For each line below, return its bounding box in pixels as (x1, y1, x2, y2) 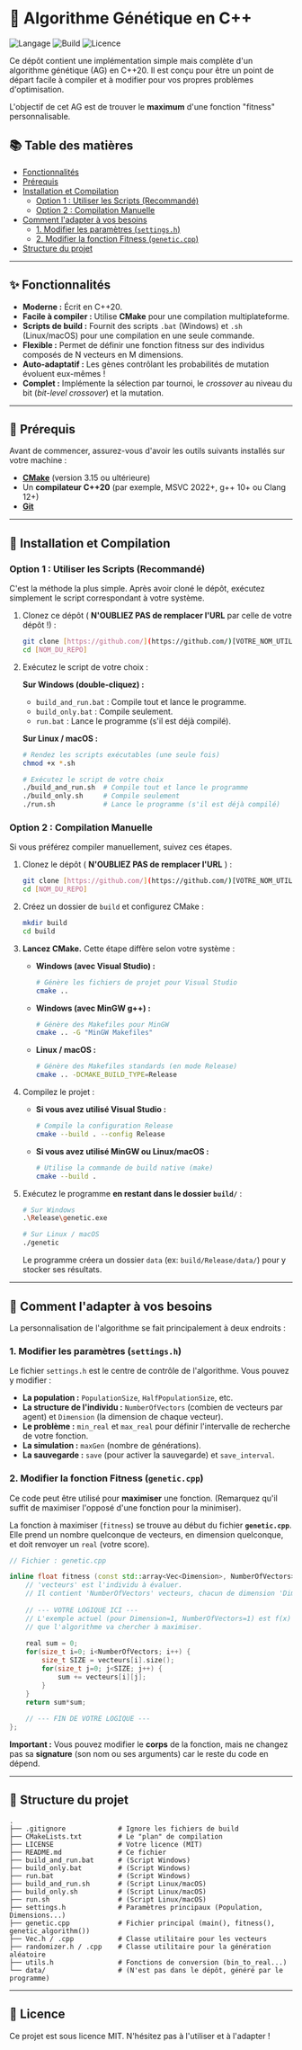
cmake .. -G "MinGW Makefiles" (35, 1029, 154, 1038)
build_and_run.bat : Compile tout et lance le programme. (35, 696, 247, 707)
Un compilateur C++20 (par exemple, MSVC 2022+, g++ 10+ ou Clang (22, 482, 286, 493)
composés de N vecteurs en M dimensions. (22, 349, 184, 360)
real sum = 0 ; (25, 1639, 78, 1648)
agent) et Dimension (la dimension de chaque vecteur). (22, 1412, 224, 1422)
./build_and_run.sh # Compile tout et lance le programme (22, 783, 249, 792)
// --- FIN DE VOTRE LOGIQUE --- (25, 1715, 151, 1724)
